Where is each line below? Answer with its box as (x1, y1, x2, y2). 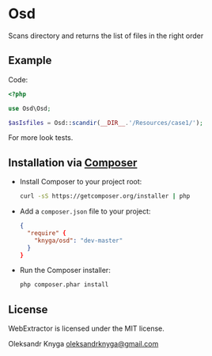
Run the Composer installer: (19, 266, 111, 275)
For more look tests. (8, 133, 74, 142)
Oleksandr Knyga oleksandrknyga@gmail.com (8, 339, 159, 349)
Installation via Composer (8, 156, 138, 169)
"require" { (27, 229, 66, 237)
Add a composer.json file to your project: (19, 206, 151, 216)
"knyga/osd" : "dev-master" (34, 237, 123, 244)
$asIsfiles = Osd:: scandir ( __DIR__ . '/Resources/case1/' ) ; (8, 119, 203, 127)
